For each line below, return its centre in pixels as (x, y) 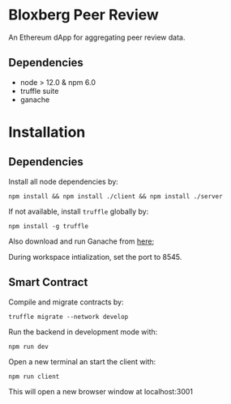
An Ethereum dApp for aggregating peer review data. (97, 37)
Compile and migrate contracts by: (66, 302)
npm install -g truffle (49, 226)
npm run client (34, 376)
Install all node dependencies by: (64, 181)
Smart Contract (48, 282)
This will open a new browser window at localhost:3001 (101, 391)
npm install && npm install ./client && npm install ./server (115, 196)
